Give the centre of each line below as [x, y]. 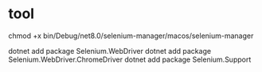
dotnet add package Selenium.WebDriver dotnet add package [110, 51]
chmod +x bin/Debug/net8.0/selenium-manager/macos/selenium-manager [131, 36]
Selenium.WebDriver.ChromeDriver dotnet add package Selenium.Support [130, 59]
